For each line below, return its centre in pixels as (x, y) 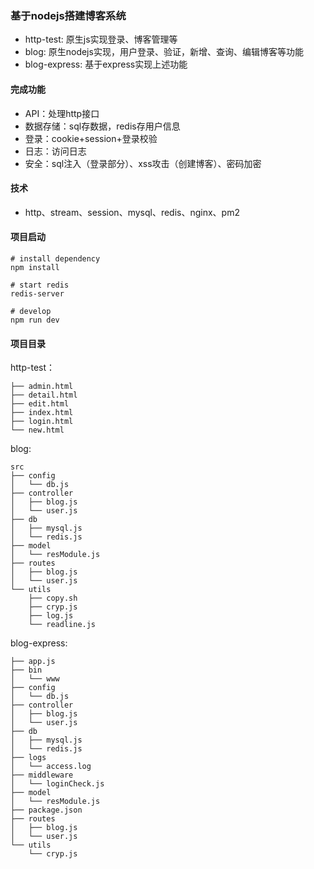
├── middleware (42, 775)
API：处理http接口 (62, 113)
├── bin (26, 670)
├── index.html (42, 413)
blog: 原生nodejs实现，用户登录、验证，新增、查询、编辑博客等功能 (164, 52)
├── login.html (42, 422)
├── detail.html (44, 395)
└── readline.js (62, 625)
